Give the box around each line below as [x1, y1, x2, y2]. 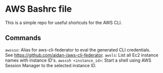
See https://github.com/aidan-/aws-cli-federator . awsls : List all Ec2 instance [5, 52, 159, 58]
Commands [5, 34, 42, 42]
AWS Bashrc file [5, 3, 72, 15]
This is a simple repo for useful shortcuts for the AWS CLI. [5, 20, 122, 25]
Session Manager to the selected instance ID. [5, 62, 96, 68]
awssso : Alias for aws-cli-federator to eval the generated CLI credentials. [5, 47, 151, 52]
